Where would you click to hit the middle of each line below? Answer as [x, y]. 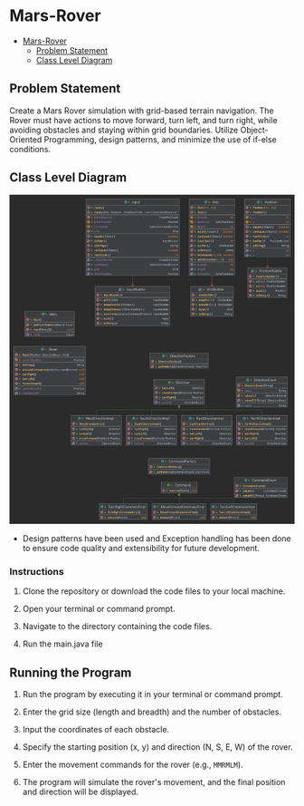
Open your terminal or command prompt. [99, 609]
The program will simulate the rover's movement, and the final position [154, 782]
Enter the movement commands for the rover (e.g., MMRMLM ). [133, 764]
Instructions [37, 571]
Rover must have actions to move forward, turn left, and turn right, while [143, 120]
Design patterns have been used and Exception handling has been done [157, 538]
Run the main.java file [62, 644]
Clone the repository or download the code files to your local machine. [154, 591]
